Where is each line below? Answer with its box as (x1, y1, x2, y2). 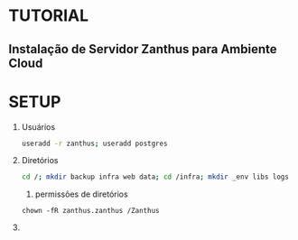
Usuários (21, 121, 56, 132)
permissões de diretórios (34, 189, 128, 199)
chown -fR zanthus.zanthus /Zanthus (21, 207, 160, 216)
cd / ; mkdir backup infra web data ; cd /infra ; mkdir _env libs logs (21, 172, 290, 181)
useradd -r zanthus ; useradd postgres (21, 139, 168, 148)
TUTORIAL (8, 5, 89, 26)
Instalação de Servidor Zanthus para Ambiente (8, 42, 277, 57)
